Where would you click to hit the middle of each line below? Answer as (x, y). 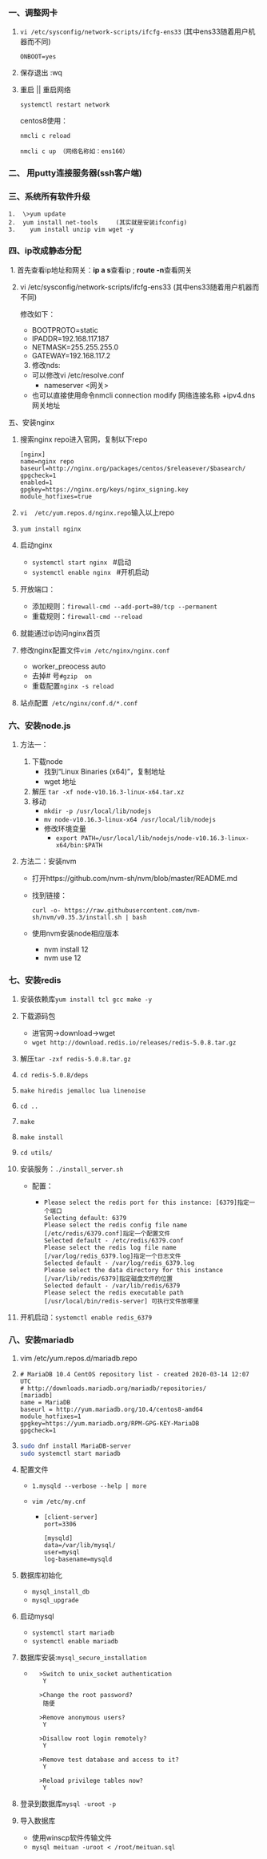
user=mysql (62, 1553)
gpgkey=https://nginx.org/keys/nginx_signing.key (104, 489)
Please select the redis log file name (110, 1248)
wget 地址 (60, 782)
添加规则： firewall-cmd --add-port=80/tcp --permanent (125, 606)
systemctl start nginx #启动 (82, 562)
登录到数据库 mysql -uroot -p (68, 1804)
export (67, 839)
